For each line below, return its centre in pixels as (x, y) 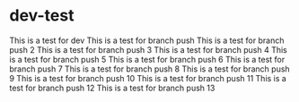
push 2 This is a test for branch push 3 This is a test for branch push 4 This (148, 49)
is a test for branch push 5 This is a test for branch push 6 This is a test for (147, 59)
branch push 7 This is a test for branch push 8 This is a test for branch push (149, 69)
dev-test (42, 16)
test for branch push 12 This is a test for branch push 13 (112, 88)
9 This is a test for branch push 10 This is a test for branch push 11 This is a (148, 78)
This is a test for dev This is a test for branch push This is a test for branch (147, 40)
